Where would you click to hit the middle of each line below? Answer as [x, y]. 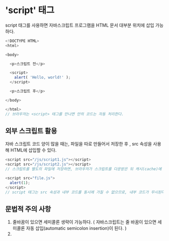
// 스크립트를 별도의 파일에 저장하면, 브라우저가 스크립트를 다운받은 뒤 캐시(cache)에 [83, 169]
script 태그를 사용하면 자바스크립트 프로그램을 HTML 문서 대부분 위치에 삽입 [80, 25]
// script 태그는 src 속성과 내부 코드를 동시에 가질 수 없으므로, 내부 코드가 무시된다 [85, 192]
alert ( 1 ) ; [20, 183]
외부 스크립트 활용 [31, 131]
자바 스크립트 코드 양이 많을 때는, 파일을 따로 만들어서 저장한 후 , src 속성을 [79, 144]
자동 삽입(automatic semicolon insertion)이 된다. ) [76, 228]
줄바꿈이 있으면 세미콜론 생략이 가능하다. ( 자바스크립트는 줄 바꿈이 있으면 [84, 222]
